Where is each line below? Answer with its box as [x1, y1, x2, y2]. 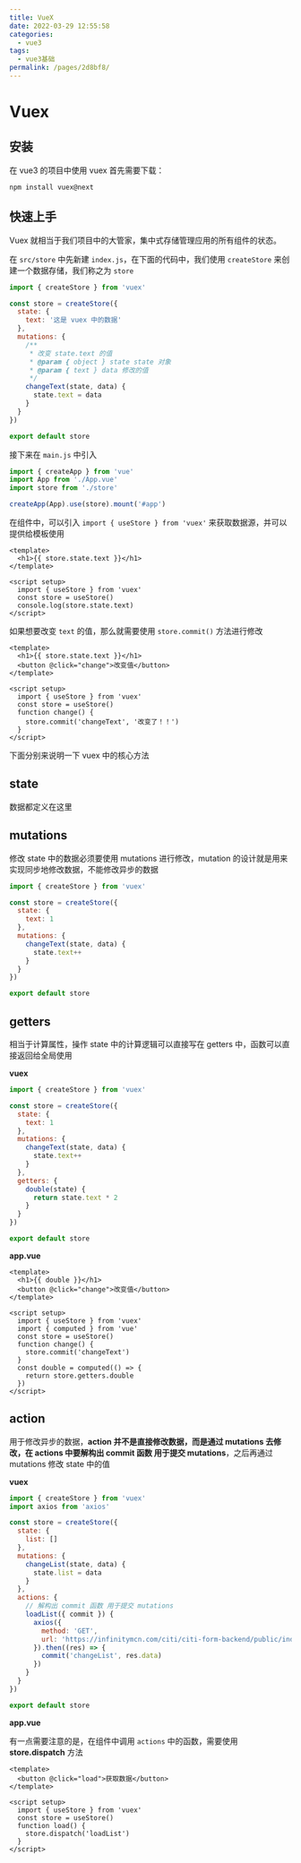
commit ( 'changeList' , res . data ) [41, 1652, 163, 1661]
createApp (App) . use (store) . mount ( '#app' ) [9, 500, 167, 509]
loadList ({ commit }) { [25, 1610, 115, 1619]
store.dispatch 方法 [9, 1747, 83, 1757]
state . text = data [32, 391, 102, 399]
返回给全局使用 [16, 1050, 73, 1060]
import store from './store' [9, 484, 118, 493]
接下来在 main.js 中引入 [9, 449, 97, 459]
